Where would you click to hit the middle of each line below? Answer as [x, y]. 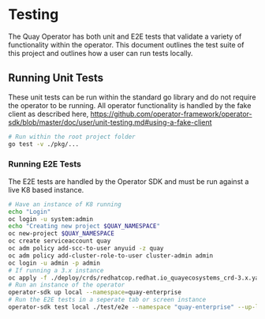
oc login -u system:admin [50, 219]
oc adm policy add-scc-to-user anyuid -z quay [86, 249]
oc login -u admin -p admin [54, 263]
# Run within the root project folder [72, 137]
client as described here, [49, 114]
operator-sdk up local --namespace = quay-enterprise [95, 293]
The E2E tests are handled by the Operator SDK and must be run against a [129, 181]
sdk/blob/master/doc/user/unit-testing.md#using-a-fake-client [110, 122]
